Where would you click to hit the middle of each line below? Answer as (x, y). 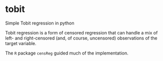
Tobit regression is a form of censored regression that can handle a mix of (81, 32)
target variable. (21, 43)
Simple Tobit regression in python (40, 23)
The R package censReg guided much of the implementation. (67, 53)
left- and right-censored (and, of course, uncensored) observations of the (81, 38)
